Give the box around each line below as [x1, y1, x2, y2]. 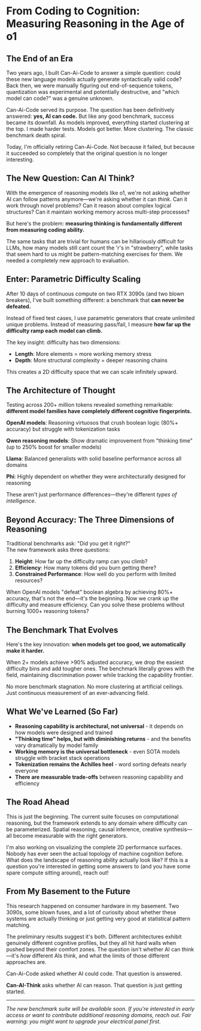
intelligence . [6, 498, 36, 505]
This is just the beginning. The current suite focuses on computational [6, 813, 179, 820]
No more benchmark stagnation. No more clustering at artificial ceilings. [6, 683, 184, 690]
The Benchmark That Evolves [6, 625, 118, 635]
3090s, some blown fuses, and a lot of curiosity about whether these [6, 908, 176, 916]
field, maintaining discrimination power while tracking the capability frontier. [6, 672, 193, 679]
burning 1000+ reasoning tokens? [6, 608, 89, 615]
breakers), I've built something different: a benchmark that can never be [6, 296, 184, 303]
